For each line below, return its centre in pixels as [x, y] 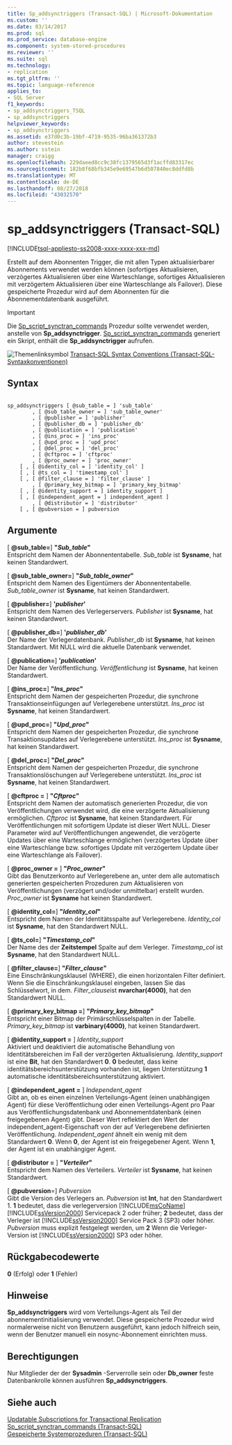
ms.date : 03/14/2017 [37, 26]
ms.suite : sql [28, 59]
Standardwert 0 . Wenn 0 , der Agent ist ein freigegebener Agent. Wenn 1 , [111, 1142]
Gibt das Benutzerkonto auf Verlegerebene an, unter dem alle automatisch [114, 876]
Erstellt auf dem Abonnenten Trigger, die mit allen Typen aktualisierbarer [111, 262]
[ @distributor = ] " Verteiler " [50, 1162]
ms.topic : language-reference [51, 85]
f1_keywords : [26, 104]
